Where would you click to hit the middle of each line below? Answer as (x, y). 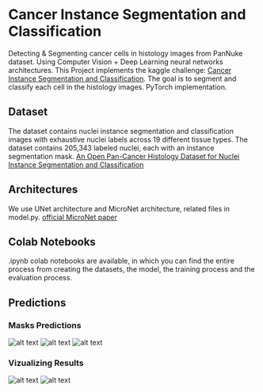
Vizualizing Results (46, 363)
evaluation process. (40, 278)
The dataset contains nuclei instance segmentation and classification (121, 131)
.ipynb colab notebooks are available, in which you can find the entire (122, 261)
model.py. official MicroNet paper (63, 217)
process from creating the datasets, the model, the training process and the (131, 269)
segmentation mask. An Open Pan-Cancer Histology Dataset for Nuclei (124, 156)
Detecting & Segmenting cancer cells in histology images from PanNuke (126, 53)
